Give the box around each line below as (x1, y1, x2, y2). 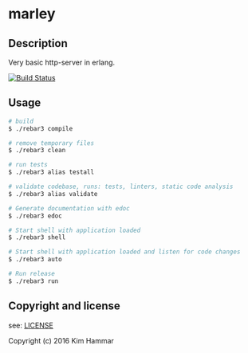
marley (8, 5, 56, 23)
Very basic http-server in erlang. (8, 57, 116, 67)
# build (8, 117, 34, 125)
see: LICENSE (8, 320, 53, 330)
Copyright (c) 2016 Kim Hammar (8, 335, 114, 345)
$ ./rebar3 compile (8, 124, 73, 132)
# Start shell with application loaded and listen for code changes (8, 248, 241, 256)
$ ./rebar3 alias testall (8, 168, 94, 176)
